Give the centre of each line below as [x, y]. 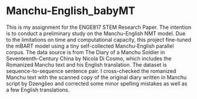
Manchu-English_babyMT [71, 11]
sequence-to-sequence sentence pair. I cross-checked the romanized [91, 71]
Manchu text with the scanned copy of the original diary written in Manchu [96, 77]
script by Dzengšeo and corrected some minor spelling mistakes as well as [97, 83]
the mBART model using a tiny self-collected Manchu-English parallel [90, 46]
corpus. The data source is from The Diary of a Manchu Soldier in [86, 52]
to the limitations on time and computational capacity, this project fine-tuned [99, 39]
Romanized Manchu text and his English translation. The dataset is [86, 65]
